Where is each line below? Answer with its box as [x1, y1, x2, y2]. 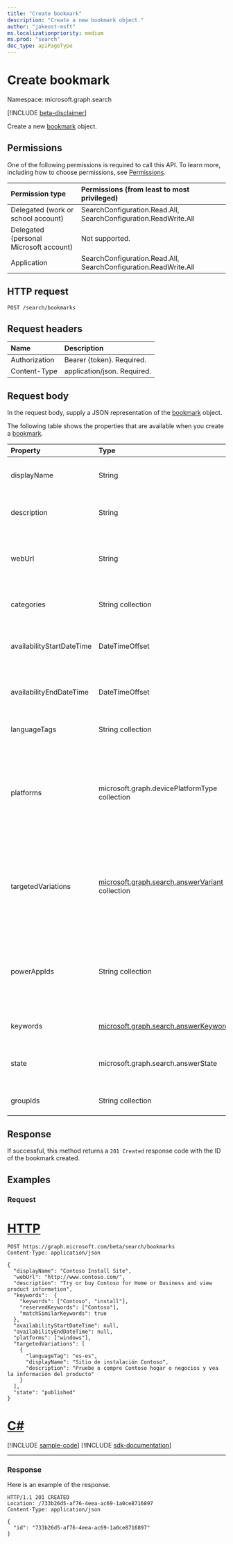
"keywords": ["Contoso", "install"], [19, 1298, 129, 1305]
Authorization [10, 355, 55, 365]
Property [10, 446, 41, 455]
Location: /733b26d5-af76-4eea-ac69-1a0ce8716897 [7, 1500, 154, 1507]
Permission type [10, 189, 67, 198]
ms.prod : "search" [7, 36, 60, 43]
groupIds [10, 1096, 40, 1105]
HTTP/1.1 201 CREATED [7, 1494, 70, 1501]
